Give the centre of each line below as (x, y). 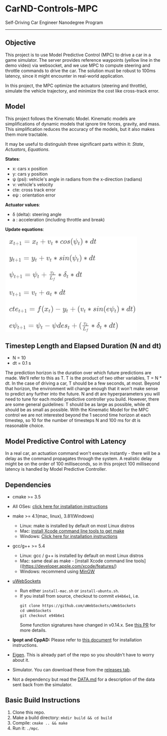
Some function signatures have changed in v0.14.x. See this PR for (87, 625)
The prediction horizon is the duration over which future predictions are (78, 373)
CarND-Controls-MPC (52, 9)
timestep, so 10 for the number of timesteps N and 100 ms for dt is (73, 421)
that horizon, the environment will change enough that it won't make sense (82, 389)
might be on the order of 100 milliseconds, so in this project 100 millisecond (83, 464)
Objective (21, 43)
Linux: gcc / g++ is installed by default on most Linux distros (82, 556)
